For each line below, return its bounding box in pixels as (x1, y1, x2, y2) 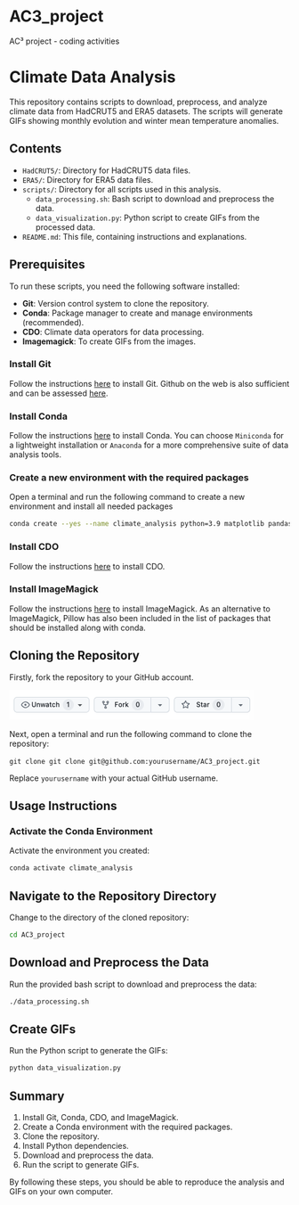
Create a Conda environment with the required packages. (21, 1121, 233, 1133)
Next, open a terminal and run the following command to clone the (9, 728, 252, 739)
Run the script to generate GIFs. (21, 1160, 140, 1170)
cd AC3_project (9, 930, 66, 939)
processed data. (35, 221, 96, 233)
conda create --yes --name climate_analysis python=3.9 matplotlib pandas (9, 520, 293, 529)
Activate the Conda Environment (9, 824, 153, 837)
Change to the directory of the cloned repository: (9, 912, 190, 923)
